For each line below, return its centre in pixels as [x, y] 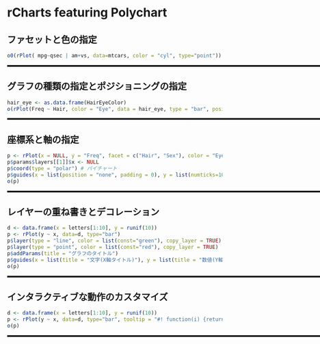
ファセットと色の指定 [52, 39]
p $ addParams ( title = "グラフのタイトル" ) [63, 253]
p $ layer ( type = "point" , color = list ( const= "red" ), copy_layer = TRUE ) [113, 248]
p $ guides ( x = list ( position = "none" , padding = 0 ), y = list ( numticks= [113, 175]
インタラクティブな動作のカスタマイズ [88, 296]
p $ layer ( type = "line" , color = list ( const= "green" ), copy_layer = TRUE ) [115, 241]
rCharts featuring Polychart [87, 13]
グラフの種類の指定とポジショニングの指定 [97, 87]
